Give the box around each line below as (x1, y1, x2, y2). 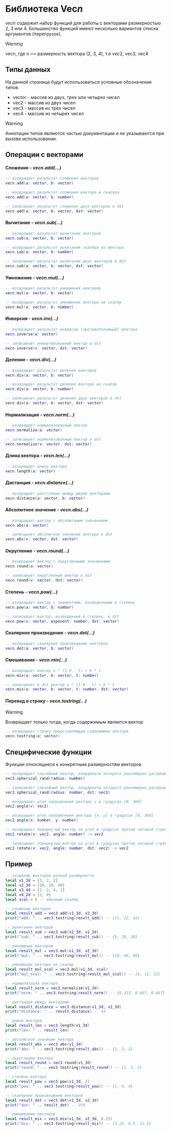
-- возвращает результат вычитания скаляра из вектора (5, 245, 124, 250)
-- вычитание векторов (5, 925, 53, 930)
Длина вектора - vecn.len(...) (5, 452, 70, 459)
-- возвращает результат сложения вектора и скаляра (5, 190, 120, 195)
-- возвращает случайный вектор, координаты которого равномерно (5, 771, 147, 777)
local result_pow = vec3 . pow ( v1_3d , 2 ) (5, 1079, 90, 1084)
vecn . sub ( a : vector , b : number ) (5, 249, 74, 255)
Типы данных (5, 65, 51, 74)
